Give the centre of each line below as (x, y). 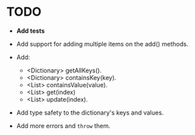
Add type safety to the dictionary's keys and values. (90, 112)
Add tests (31, 31)
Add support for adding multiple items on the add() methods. (102, 44)
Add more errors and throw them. (63, 125)
